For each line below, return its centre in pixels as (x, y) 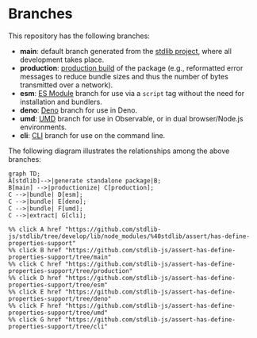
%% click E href (35, 292)
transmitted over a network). (66, 85)
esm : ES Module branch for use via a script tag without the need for (132, 93)
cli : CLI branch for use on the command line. (92, 135)
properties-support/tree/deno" (60, 298)
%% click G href (35, 319)
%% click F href (35, 305)
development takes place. (62, 60)
